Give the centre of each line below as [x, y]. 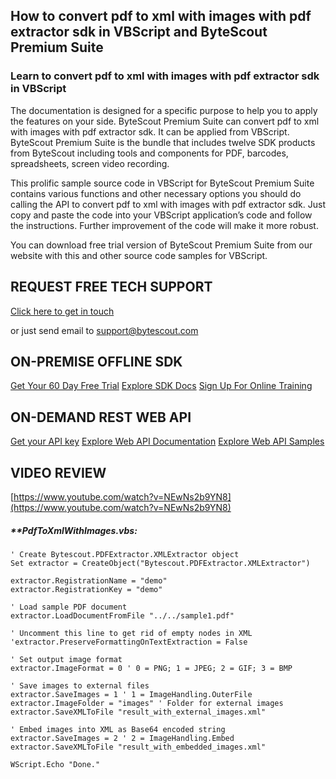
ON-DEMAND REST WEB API [101, 417]
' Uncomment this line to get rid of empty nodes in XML [131, 633]
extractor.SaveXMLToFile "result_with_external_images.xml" [138, 712]
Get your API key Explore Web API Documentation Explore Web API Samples [167, 441]
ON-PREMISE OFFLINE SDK [96, 361]
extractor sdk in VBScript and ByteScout [139, 32]
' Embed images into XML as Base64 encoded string [118, 729]
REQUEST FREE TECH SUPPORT [111, 287]
